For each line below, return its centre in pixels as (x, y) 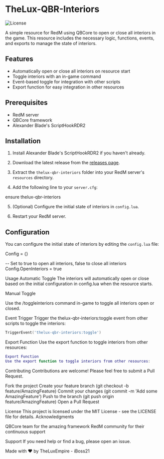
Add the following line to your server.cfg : (55, 187)
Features (19, 59)
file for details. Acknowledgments (40, 417)
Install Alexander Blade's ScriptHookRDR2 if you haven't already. (79, 153)
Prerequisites (26, 103)
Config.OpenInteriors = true (34, 269)
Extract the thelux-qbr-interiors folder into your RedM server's (78, 172)
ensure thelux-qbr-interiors (33, 197)
